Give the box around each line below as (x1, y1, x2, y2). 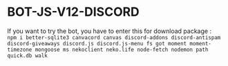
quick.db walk (7, 52, 48, 59)
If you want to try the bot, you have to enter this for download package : (7, 27, 212, 35)
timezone (7, 46, 32, 53)
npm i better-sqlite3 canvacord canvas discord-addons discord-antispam (7, 34, 221, 41)
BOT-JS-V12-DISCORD (7, 4, 140, 20)
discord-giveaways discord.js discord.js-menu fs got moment (7, 40, 187, 47)
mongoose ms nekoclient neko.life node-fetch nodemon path (35, 46, 209, 53)
